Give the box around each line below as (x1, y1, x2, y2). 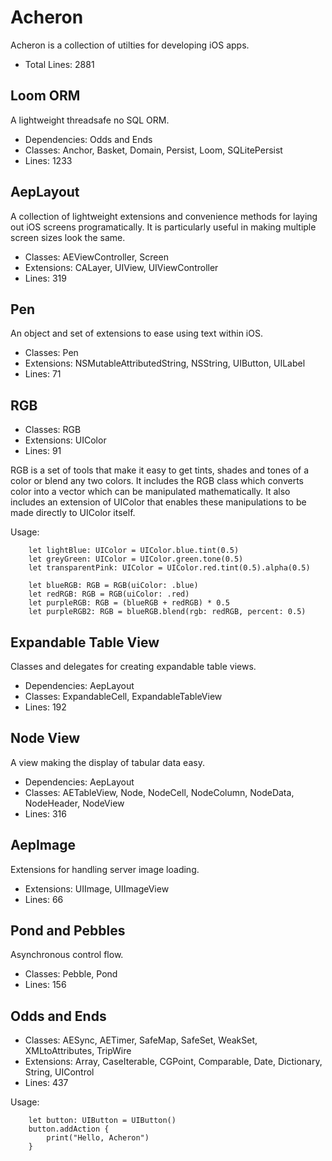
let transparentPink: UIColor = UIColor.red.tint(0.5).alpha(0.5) (28, 563, 311, 573)
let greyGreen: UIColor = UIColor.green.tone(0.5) (28, 554, 244, 565)
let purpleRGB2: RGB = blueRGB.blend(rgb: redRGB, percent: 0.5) (28, 607, 307, 617)
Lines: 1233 (24, 154, 73, 166)
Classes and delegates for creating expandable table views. (10, 661, 257, 672)
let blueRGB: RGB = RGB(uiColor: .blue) (28, 581, 199, 591)
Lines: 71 (24, 368, 62, 380)
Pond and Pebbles (10, 922, 126, 940)
